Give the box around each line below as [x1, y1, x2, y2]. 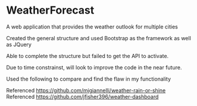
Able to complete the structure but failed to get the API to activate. [6, 52, 169, 59]
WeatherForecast [6, 4, 95, 17]
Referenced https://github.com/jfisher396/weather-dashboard [6, 93, 159, 100]
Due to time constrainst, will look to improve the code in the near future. [6, 63, 182, 71]
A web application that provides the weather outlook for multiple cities [6, 23, 179, 30]
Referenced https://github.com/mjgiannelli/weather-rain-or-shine [6, 86, 166, 94]
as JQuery [6, 41, 32, 48]
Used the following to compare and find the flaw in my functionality [6, 75, 171, 82]
